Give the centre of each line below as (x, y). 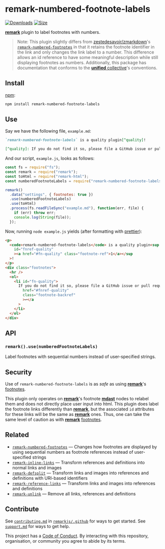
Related (17, 435)
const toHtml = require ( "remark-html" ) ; (47, 176)
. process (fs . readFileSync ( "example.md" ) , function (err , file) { (77, 208)
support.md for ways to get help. (38, 526)
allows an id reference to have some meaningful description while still (88, 57)
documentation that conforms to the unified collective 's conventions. (87, 68)
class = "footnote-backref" (49, 295)
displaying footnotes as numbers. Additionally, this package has (82, 62)
